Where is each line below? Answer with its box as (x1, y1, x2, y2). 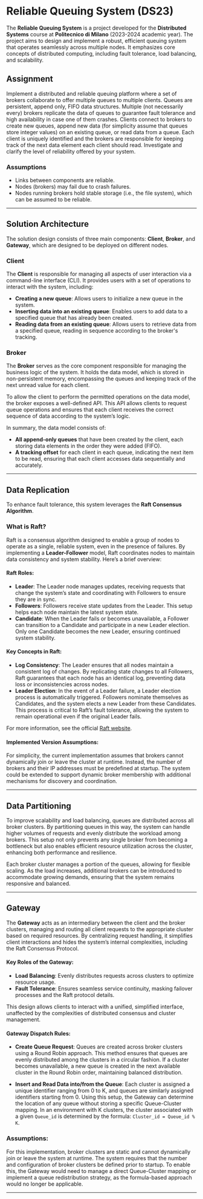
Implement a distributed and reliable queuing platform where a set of (6, 89, 177, 97)
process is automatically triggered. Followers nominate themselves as (14, 694, 189, 701)
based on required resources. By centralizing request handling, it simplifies (6, 932, 193, 939)
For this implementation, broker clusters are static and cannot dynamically (6, 1148, 191, 1155)
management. (6, 1016, 41, 1023)
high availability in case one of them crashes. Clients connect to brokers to (6, 115, 192, 123)
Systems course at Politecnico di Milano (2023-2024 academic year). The (6, 30, 193, 37)
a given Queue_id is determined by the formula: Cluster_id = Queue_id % (14, 1113, 195, 1120)
